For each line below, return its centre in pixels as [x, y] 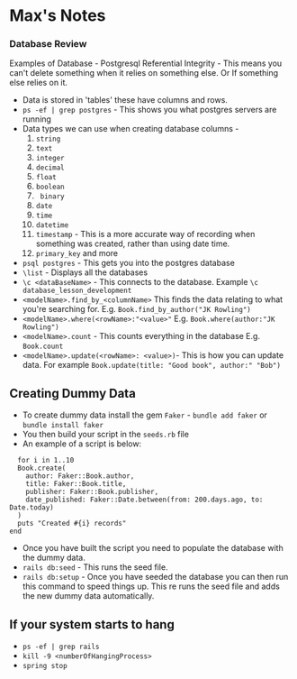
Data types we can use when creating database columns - [130, 129]
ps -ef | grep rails [61, 647]
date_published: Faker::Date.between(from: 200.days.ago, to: [144, 500]
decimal [50, 168]
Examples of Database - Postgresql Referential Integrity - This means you [146, 63]
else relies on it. [39, 83]
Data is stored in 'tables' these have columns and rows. [125, 100]
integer [50, 159]
